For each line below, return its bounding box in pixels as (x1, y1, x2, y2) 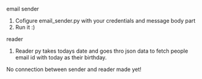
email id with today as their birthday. (15, 54, 107, 61)
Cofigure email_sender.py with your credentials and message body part (15, 17, 196, 24)
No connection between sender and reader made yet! (6, 66, 142, 73)
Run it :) (15, 24, 36, 31)
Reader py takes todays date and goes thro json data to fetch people (15, 47, 189, 55)
